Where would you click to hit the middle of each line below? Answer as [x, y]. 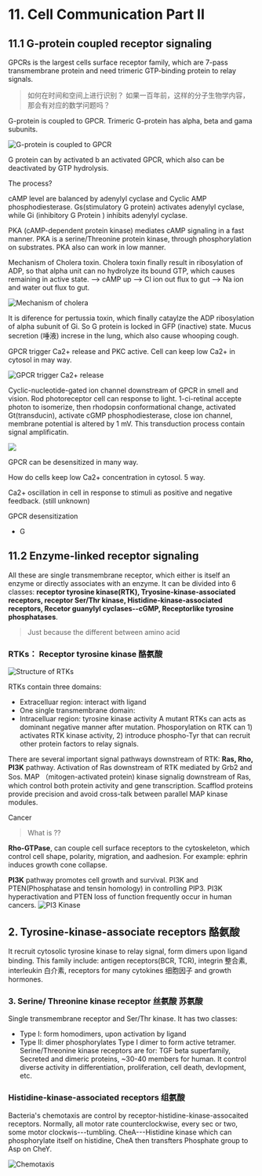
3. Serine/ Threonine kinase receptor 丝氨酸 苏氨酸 [106, 1001]
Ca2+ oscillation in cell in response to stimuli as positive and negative [120, 492]
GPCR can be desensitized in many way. [73, 462]
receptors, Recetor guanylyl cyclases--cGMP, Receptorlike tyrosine [121, 608]
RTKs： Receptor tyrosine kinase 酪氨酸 [86, 654]
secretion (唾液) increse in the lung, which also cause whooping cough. [124, 335]
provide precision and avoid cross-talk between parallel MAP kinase [118, 794]
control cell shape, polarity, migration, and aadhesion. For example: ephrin [128, 857]
